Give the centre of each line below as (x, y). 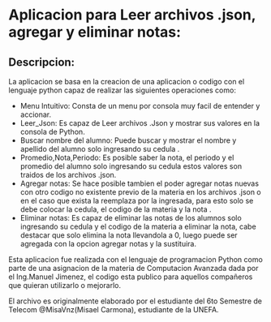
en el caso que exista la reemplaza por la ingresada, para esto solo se (137, 201)
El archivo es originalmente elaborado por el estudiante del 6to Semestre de (135, 301)
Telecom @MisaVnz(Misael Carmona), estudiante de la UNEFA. (114, 309)
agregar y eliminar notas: (95, 32)
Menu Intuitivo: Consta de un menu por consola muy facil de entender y (140, 106)
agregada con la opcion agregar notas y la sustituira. (108, 244)
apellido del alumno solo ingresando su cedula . (100, 149)
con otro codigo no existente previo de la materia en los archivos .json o (140, 192)
